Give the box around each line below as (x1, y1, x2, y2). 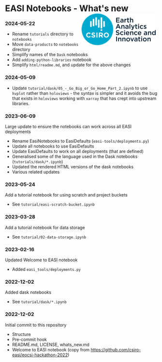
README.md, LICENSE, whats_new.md (12, 342, 89, 347)
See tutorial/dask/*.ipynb (12, 299, 67, 305)
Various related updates (12, 169, 60, 175)
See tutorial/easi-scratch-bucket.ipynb (12, 201, 95, 207)
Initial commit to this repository (5, 322, 67, 328)
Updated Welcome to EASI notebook (5, 257, 78, 263)
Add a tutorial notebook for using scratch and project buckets (5, 192, 128, 198)
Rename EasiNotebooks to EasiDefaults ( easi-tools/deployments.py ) (12, 138, 149, 144)
